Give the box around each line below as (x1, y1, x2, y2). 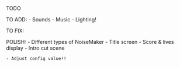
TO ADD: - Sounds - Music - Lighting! (6, 16, 96, 23)
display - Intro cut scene (6, 44, 65, 51)
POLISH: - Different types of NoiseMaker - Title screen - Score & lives (6, 39, 174, 45)
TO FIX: (6, 27, 25, 34)
